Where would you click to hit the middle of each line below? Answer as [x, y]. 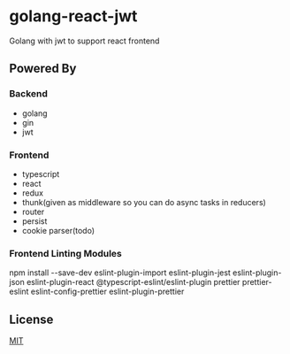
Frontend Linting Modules [65, 253]
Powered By [43, 69]
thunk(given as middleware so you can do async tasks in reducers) [144, 202]
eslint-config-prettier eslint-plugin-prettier [107, 292]
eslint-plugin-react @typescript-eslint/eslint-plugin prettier [133, 282]
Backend [29, 94]
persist [34, 221]
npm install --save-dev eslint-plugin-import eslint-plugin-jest [120, 273]
